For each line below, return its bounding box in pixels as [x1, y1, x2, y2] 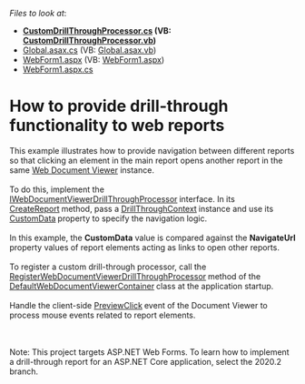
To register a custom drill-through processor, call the [9, 261, 207, 272]
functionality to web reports [9, 116, 225, 136]
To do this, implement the [9, 184, 104, 195]
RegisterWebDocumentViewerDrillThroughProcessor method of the [9, 270, 261, 281]
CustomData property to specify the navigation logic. [9, 213, 207, 224]
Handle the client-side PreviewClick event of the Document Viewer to [9, 299, 268, 310]
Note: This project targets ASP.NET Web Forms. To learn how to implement [9, 346, 290, 358]
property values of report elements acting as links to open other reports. [9, 241, 280, 253]
